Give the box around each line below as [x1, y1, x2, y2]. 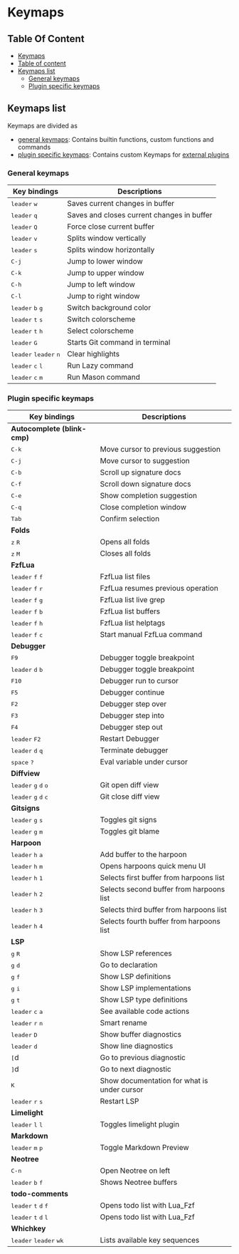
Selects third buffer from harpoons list [100, 905, 227, 915]
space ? [11, 759, 34, 767]
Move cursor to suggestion [100, 456, 190, 466]
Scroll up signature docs [100, 467, 181, 477]
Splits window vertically [67, 233, 147, 243]
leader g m [11, 828, 43, 836]
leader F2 [11, 735, 41, 743]
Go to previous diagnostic [100, 1052, 186, 1062]
